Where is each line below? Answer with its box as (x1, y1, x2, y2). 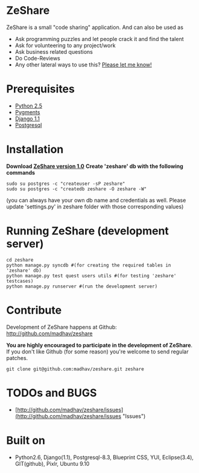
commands (6, 169, 35, 176)
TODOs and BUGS (6, 386, 97, 399)
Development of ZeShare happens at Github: (6, 323, 118, 330)
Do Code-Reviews (14, 54, 60, 62)
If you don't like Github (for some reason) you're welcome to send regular (6, 348, 189, 355)
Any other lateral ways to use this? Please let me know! (14, 61, 152, 68)
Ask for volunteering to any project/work (14, 42, 116, 49)
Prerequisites (6, 82, 75, 96)
